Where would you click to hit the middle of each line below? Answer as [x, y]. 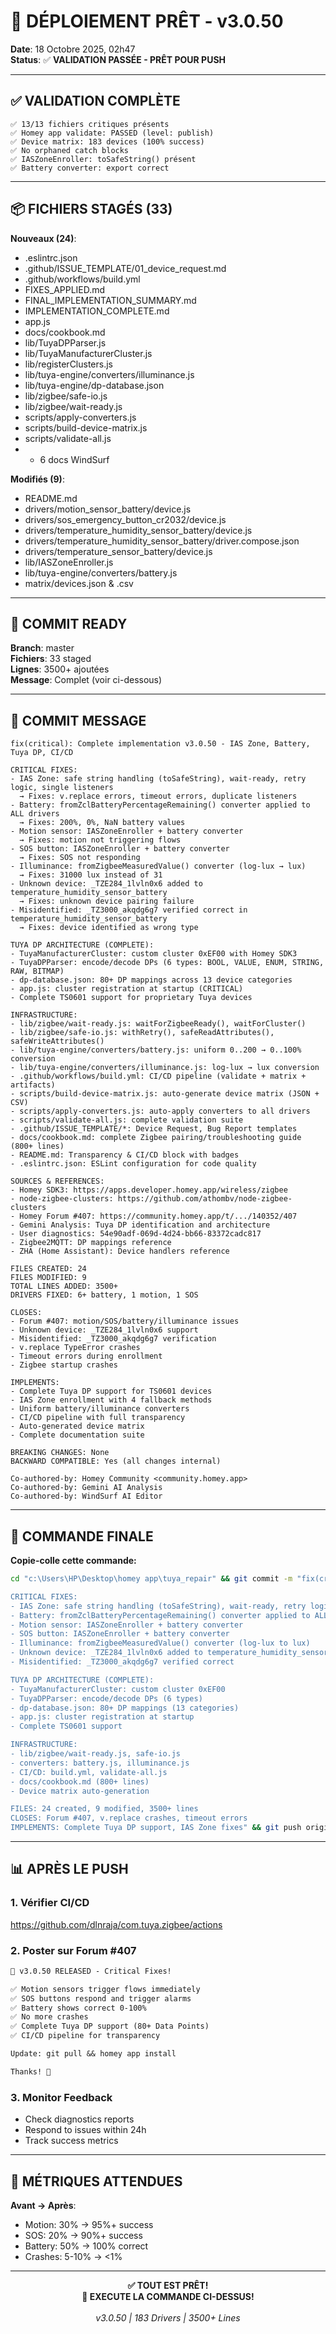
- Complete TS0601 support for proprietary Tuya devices [131, 998]
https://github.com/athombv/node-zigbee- [205, 1199]
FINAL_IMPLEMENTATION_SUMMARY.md [110, 300]
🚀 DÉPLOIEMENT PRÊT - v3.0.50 [147, 21]
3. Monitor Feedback [61, 2097]
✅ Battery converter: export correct [90, 168]
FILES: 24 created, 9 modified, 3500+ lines [104, 1809]
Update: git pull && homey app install [93, 2054]
